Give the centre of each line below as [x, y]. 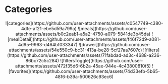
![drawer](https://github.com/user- [115, 44]
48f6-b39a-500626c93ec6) [84, 76]
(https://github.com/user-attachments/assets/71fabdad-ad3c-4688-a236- [84, 55]
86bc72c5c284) [42, 60]
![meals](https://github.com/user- [112, 28]
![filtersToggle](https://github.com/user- [101, 60]
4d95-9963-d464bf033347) [48, 44]
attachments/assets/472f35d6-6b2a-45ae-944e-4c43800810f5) [83, 66]
